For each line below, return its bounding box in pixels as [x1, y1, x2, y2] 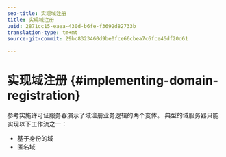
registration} [7, 88, 81, 103]
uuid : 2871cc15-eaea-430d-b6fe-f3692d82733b [7, 23, 136, 29]
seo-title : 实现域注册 [7, 10, 67, 17]
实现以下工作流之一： [7, 120, 67, 128]
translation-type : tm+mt [7, 29, 78, 36]
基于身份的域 [16, 134, 53, 143]
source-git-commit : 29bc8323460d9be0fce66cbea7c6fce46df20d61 [7, 35, 188, 42]
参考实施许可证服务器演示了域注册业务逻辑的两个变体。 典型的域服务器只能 [7, 111, 219, 119]
